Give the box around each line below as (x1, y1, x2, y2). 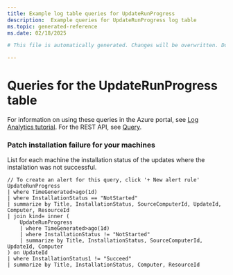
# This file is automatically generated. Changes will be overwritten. (7, 42, 218, 49)
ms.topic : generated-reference (7, 23, 98, 30)
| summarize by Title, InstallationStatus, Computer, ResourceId (7, 261, 200, 269)
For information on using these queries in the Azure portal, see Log (7, 116, 199, 124)
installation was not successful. (7, 163, 97, 172)
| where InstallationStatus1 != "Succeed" (7, 256, 132, 263)
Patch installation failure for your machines (7, 140, 156, 150)
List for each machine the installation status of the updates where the (7, 156, 205, 164)
